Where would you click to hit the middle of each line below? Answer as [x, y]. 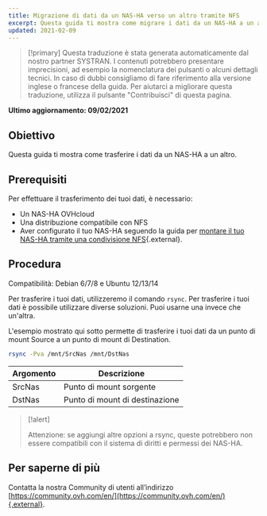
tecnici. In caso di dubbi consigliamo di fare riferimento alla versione [139, 78]
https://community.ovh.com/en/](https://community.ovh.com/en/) [118, 495]
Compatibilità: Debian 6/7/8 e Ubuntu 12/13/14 [83, 283]
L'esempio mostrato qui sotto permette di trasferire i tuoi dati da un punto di [132, 331]
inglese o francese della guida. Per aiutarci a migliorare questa [130, 87]
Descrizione [122, 373]
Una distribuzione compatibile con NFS [84, 222]
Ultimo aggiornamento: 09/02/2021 [68, 110]
